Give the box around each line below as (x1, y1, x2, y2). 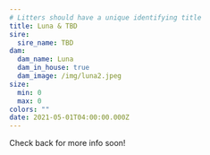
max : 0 (17, 96, 42, 106)
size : (9, 80, 29, 89)
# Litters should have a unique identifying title (9, 13, 202, 22)
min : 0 (17, 88, 42, 97)
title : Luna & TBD (9, 22, 78, 30)
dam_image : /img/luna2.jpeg (17, 72, 122, 81)
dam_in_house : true (17, 64, 90, 73)
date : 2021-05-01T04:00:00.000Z (9, 113, 130, 122)
